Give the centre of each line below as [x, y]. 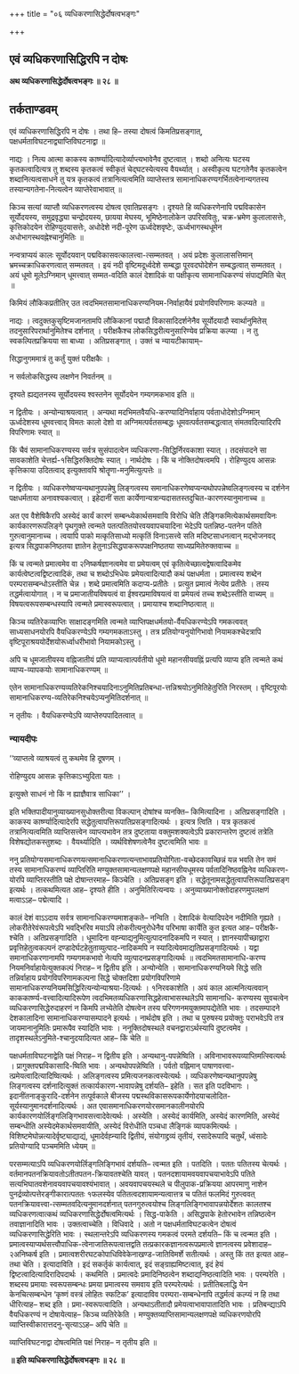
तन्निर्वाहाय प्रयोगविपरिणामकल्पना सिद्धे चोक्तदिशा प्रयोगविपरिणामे [95, 977]
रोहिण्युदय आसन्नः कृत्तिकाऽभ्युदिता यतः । [65, 776]
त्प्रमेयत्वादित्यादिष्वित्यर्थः [41, 1075]
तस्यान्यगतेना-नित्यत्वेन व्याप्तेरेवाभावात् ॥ [66, 189]
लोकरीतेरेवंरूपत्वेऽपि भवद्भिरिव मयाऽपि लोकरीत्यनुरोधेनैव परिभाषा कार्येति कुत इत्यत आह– [131, 927]
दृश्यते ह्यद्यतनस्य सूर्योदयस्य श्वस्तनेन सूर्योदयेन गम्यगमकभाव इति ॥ [102, 394]
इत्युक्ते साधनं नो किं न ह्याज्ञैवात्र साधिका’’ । [70, 794]
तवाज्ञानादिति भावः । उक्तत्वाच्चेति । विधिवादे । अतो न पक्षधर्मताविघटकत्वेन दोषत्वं [123, 1224]
